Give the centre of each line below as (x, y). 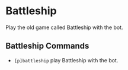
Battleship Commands (47, 46)
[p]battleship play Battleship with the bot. (66, 60)
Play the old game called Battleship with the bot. (64, 27)
